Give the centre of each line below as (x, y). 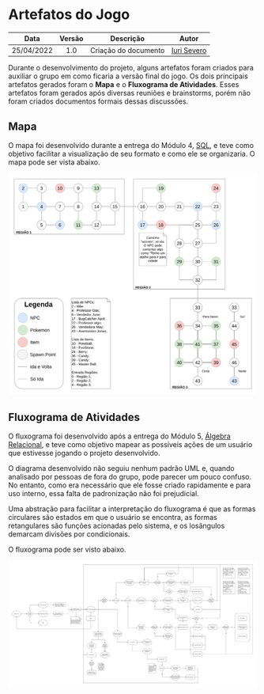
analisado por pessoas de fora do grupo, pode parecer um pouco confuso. (130, 477)
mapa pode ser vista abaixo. (54, 162)
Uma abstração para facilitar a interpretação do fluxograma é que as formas (132, 509)
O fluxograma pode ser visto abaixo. (67, 550)
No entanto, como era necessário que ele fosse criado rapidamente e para (130, 485)
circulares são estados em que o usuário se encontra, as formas (113, 518)
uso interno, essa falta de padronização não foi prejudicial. (104, 494)
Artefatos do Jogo (69, 15)
